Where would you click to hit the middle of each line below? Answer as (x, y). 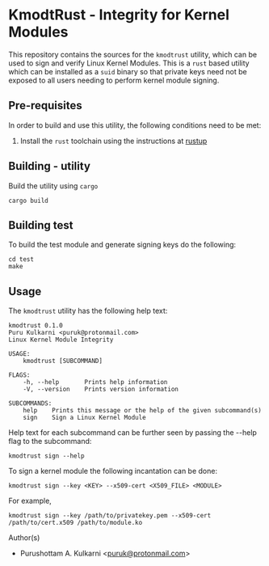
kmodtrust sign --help (46, 456)
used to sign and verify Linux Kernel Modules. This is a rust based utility (129, 63)
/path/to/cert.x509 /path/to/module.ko (76, 523)
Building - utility (50, 166)
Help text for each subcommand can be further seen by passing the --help (132, 433)
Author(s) (24, 538)
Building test (41, 225)
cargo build (28, 201)
